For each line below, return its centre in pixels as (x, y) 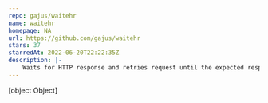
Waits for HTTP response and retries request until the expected (134, 68)
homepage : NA (30, 30)
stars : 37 (25, 46)
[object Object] (33, 90)
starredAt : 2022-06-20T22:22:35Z (64, 53)
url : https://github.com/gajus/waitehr (75, 38)
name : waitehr (32, 23)
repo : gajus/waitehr (43, 16)
